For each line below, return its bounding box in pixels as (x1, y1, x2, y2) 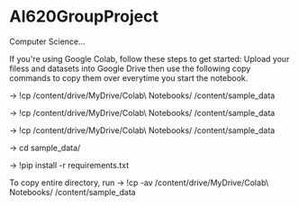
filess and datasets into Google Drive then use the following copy (9, 63, 251, 74)
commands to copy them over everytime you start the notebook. (9, 72, 249, 83)
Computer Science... (9, 36, 86, 47)
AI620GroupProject (9, 6, 159, 27)
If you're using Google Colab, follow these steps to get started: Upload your (9, 53, 290, 64)
